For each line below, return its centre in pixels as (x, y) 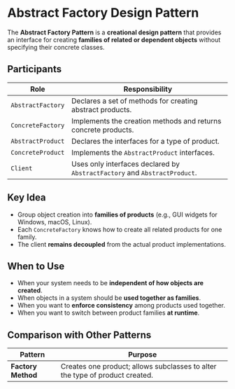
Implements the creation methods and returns (146, 121)
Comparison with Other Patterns (79, 335)
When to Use (36, 266)
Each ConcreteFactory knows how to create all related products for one (120, 229)
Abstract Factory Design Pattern (103, 13)
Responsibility (148, 89)
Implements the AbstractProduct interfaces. (143, 152)
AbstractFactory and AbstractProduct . (134, 172)
